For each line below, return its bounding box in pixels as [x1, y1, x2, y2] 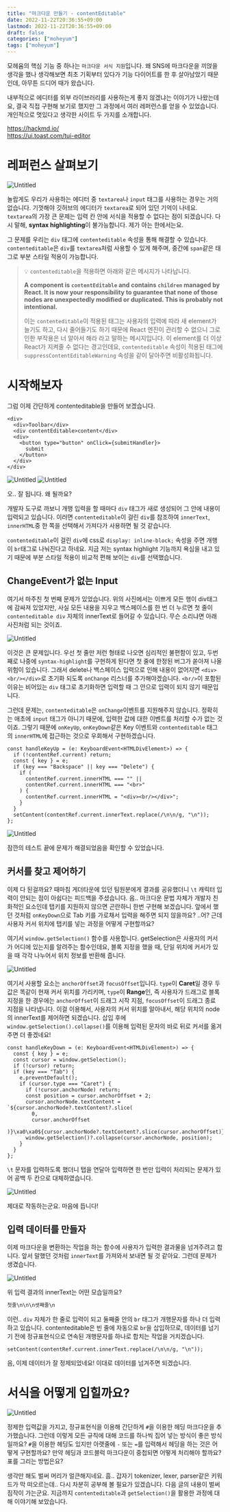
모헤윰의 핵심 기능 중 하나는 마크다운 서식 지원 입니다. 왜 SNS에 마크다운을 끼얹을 [7, 62, 218, 69]
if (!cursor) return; [13, 1062, 75, 1069]
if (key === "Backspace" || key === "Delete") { [13, 763, 155, 770]
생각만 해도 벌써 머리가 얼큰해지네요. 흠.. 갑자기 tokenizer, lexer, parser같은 [7, 1472, 210, 1480]
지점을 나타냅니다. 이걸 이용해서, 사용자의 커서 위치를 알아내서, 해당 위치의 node [7, 1005, 220, 1013]
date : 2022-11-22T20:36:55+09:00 [7, 16, 103, 23]
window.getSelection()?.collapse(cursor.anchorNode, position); [25, 1134, 213, 1141]
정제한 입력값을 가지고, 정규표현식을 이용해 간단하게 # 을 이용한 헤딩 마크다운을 [7, 1423, 215, 1431]
